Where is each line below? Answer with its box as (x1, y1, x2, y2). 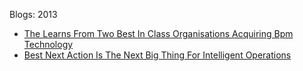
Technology (23, 39, 74, 50)
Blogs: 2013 (9, 9, 58, 20)
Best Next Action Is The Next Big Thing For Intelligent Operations (23, 49, 292, 61)
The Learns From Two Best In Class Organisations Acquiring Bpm (23, 28, 294, 39)
